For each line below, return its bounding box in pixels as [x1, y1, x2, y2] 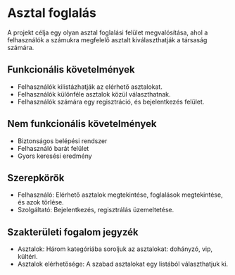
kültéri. [17, 252, 38, 261]
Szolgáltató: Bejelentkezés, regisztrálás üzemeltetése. [17, 206, 174, 214]
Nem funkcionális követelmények [7, 118, 157, 130]
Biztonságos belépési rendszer [17, 136, 108, 145]
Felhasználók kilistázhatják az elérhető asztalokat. [17, 82, 163, 91]
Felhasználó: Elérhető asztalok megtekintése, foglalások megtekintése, [17, 190, 223, 199]
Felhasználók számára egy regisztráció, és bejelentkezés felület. [17, 97, 205, 106]
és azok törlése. [17, 198, 65, 207]
